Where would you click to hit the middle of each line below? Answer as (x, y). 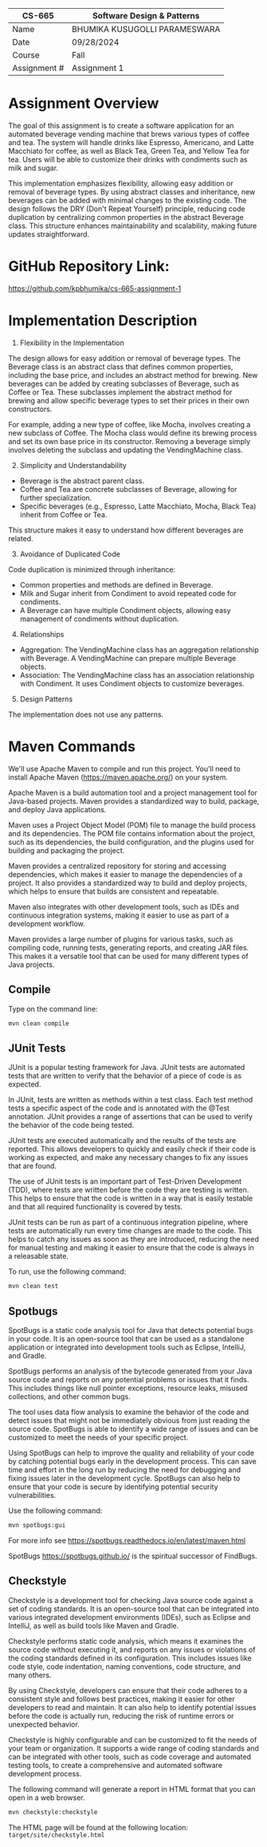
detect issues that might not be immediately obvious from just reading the (130, 1420)
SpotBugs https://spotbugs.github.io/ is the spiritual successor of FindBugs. (133, 1556)
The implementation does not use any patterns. (86, 714)
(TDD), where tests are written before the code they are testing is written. (129, 1190)
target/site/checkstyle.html (57, 1835)
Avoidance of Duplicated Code (70, 554)
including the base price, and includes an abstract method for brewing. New (133, 375)
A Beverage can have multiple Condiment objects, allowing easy (125, 610)
